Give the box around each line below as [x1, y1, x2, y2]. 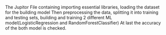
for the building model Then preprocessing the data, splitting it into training [5, 9, 159, 15]
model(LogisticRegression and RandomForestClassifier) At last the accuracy [5, 20, 161, 26]
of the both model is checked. [5, 25, 67, 31]
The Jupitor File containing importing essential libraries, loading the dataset [5, 4, 160, 10]
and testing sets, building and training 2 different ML [5, 15, 112, 20]
